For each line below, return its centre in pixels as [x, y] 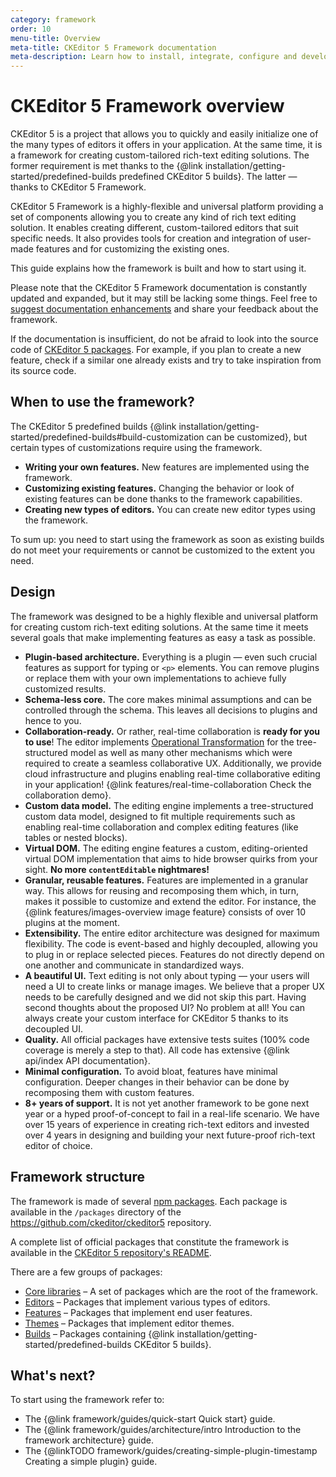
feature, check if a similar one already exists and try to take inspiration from [166, 360]
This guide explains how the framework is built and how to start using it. [158, 268]
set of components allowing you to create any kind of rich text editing [153, 217]
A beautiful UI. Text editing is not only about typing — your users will [167, 975]
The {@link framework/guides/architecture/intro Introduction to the [163, 1430]
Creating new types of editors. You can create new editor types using [170, 509]
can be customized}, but [257, 437]
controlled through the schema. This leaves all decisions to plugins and [171, 710]
